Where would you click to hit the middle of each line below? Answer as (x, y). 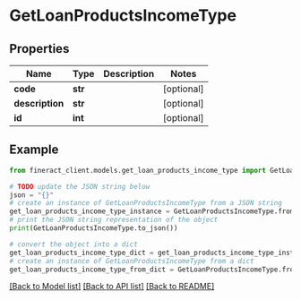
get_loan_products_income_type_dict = (82, 253)
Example (34, 150)
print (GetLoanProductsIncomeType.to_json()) (94, 228)
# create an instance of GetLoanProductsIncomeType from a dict (132, 261)
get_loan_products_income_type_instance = (90, 211)
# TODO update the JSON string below (80, 186)
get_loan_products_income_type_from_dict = (92, 270)
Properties (39, 49)
